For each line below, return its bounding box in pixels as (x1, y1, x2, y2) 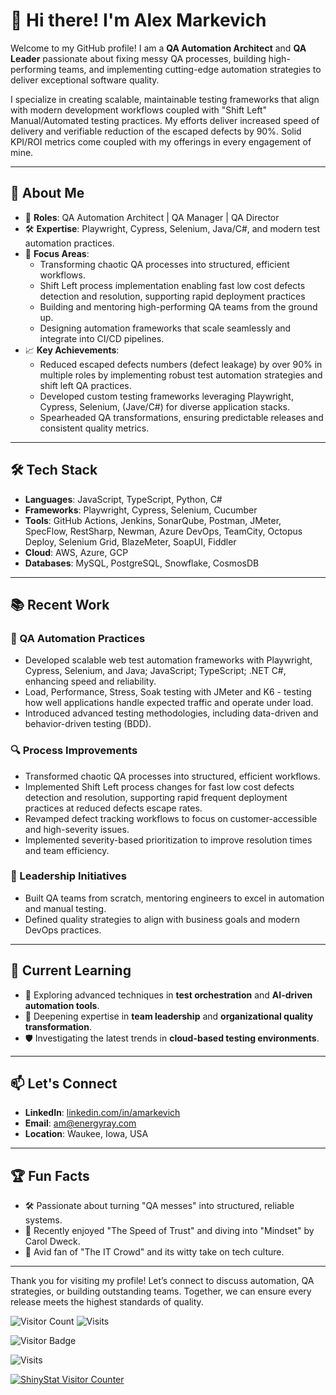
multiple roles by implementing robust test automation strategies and (39, 369, 323, 381)
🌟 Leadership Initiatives (10, 869, 127, 883)
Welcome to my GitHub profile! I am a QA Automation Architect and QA (10, 42, 307, 54)
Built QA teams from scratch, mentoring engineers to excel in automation (24, 892, 325, 904)
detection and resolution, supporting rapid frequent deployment (24, 791, 288, 803)
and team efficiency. (24, 844, 110, 856)
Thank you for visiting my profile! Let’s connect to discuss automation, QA (10, 1275, 315, 1287)
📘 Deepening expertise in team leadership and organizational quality (24, 1010, 314, 1022)
